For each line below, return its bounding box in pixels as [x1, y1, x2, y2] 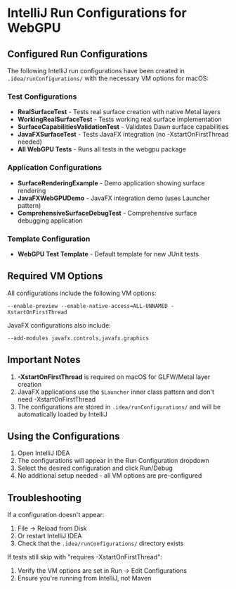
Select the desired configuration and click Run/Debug [17, 464, 173, 473]
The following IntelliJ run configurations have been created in [7, 67, 185, 75]
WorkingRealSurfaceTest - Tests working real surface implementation [17, 115, 223, 124]
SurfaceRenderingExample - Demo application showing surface [17, 178, 205, 187]
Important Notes [7, 354, 81, 366]
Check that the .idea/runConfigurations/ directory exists [17, 539, 184, 547]
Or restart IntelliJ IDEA [17, 532, 82, 540]
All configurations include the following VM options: [7, 289, 157, 297]
